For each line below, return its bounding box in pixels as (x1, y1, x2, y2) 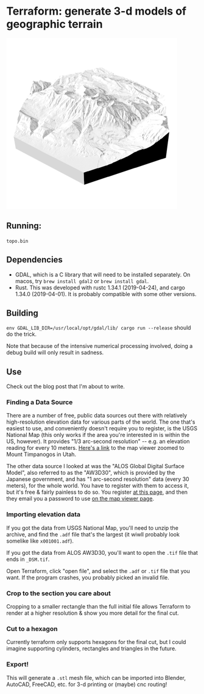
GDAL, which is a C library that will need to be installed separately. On (15, 270, 191, 278)
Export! (6, 660, 29, 669)
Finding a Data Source (6, 398, 73, 407)
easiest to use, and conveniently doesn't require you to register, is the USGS (6, 425, 198, 432)
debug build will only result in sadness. (6, 349, 104, 356)
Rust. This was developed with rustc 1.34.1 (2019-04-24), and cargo (15, 284, 186, 291)
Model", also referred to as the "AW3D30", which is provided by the (6, 469, 175, 477)
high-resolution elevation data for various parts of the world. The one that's (6, 418, 195, 425)
